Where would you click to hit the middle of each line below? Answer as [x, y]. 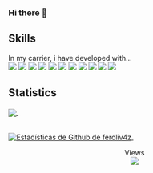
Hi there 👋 [28, 13]
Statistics [33, 93]
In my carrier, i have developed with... [70, 58]
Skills [22, 39]
